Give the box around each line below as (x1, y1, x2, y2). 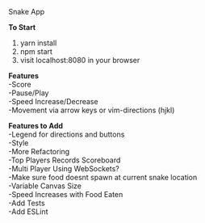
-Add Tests (8, 198, 46, 208)
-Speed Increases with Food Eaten (8, 190, 123, 199)
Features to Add (8, 121, 63, 130)
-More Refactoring (8, 147, 70, 156)
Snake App (8, 7, 45, 16)
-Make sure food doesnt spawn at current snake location (8, 173, 198, 182)
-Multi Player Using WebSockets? (8, 164, 119, 173)
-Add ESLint (8, 207, 48, 217)
